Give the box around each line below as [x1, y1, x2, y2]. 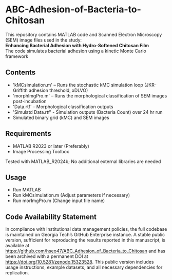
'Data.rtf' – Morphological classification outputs [12, 104, 113, 110]
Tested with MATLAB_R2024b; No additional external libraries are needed [5, 158, 161, 165]
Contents [5, 68, 36, 77]
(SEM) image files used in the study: [5, 37, 82, 43]
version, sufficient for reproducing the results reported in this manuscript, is [5, 237, 166, 243]
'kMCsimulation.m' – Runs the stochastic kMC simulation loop [12, 82, 144, 88]
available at [5, 243, 30, 249]
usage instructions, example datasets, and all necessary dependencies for [5, 264, 163, 270]
